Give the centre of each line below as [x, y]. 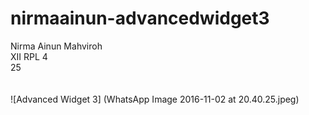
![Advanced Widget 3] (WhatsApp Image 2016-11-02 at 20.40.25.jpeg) [155, 99]
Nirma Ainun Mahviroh [56, 46]
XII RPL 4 [29, 56]
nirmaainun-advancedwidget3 [140, 18]
